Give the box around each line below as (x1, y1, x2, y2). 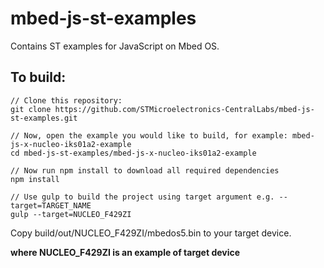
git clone (10, 104, 52, 114)
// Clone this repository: (10, 95, 123, 106)
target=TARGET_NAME (10, 200, 92, 211)
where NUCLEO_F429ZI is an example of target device (10, 246, 241, 258)
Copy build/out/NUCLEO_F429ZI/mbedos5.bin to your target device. (10, 227, 292, 239)
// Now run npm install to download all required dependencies (10, 165, 280, 176)
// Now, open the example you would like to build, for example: (10, 130, 288, 141)
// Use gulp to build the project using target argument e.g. (10, 192, 275, 202)
